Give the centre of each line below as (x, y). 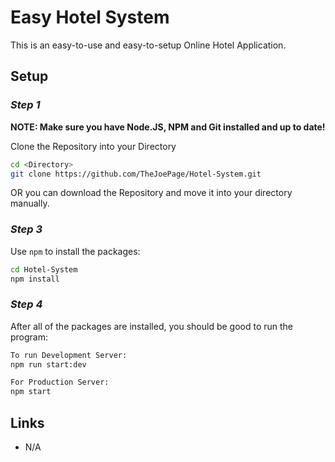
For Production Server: (60, 382)
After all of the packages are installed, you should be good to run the (152, 326)
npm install (35, 279)
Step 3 (26, 229)
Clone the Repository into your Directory (93, 146)
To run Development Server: (69, 355)
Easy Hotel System (90, 17)
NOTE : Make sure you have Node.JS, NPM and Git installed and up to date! (168, 127)
